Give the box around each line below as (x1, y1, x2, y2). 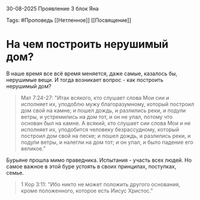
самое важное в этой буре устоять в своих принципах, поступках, (6, 162, 177, 170)
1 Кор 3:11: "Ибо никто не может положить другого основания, (20, 180, 180, 187)
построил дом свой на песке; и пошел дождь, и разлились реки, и (20, 132, 191, 139)
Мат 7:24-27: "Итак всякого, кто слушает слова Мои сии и (20, 94, 170, 101)
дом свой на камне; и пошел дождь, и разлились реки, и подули (20, 107, 186, 114)
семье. (6, 169, 24, 176)
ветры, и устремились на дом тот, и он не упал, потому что (20, 113, 173, 120)
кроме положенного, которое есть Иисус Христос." (20, 187, 153, 194)
